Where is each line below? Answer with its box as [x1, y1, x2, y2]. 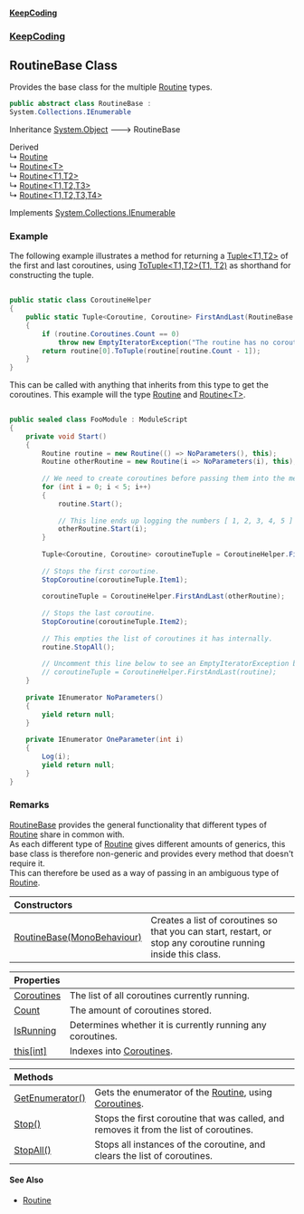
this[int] [14, 1045, 48, 1057]
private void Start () [25, 431, 107, 441]
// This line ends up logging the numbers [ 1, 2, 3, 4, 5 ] [57, 516, 294, 525]
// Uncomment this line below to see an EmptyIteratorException [42, 660, 290, 669]
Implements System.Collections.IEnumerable [9, 207, 176, 218]
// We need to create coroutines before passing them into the [42, 474, 285, 484]
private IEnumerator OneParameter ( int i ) [25, 735, 184, 745]
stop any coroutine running [150, 936, 265, 949]
